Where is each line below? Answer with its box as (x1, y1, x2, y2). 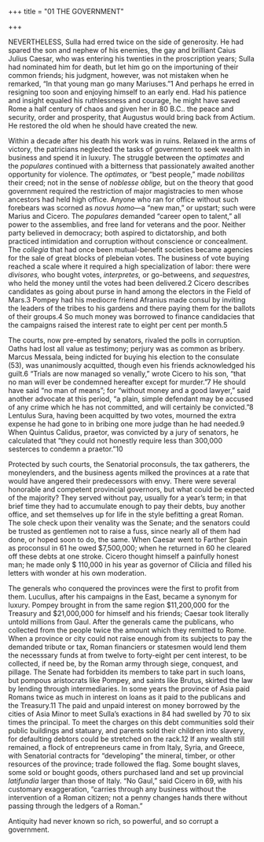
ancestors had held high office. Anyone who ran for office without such (8, 195, 239, 204)
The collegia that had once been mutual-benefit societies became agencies (8, 245, 254, 254)
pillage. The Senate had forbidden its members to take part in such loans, (8, 667, 246, 677)
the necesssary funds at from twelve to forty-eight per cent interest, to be (8, 651, 247, 660)
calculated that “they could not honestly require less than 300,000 (8, 436, 222, 445)
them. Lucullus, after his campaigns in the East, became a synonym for (8, 592, 238, 601)
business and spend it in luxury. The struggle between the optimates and (8, 153, 245, 162)
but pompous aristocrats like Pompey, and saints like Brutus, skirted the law (8, 676, 253, 684)
